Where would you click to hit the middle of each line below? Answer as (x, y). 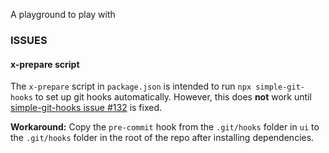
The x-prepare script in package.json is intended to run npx (131, 86)
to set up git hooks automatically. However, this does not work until (173, 97)
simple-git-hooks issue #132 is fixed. (86, 108)
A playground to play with (63, 14)
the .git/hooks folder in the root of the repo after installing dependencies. (162, 138)
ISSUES (29, 40)
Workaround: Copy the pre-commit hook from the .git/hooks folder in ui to (165, 127)
